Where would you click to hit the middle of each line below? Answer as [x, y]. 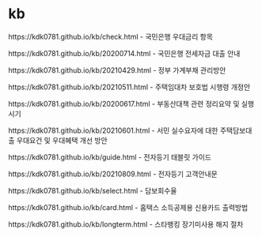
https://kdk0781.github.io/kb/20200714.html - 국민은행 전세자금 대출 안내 [124, 53]
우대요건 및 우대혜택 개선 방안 [62, 140]
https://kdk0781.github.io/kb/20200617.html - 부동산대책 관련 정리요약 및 [124, 103]
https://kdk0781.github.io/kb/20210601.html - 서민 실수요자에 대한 [113, 130]
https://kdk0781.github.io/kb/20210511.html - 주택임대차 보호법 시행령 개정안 [129, 87]
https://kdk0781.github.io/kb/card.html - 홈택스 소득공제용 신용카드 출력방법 [128, 207]
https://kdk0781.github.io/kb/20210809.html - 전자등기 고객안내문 [113, 174]
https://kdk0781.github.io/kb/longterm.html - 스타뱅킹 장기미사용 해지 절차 [126, 224]
